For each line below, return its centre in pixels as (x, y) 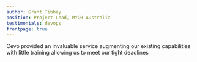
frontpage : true (27, 29)
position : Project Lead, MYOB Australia (59, 18)
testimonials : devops (34, 23)
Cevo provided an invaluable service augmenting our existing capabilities (98, 46)
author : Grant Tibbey (34, 12)
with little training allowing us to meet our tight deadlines (77, 53)
